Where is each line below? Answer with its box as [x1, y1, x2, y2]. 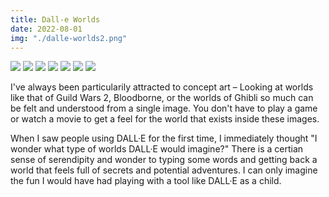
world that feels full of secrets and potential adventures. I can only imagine [10, 164, 318, 176]
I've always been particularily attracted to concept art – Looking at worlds [10, 81, 314, 93]
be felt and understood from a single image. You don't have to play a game [10, 102, 318, 115]
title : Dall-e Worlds [10, 14, 101, 25]
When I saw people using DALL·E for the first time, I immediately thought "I [10, 132, 318, 145]
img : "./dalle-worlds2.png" [10, 33, 128, 43]
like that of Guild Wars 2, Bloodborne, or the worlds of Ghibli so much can [10, 92, 314, 104]
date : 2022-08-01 [10, 24, 83, 34]
